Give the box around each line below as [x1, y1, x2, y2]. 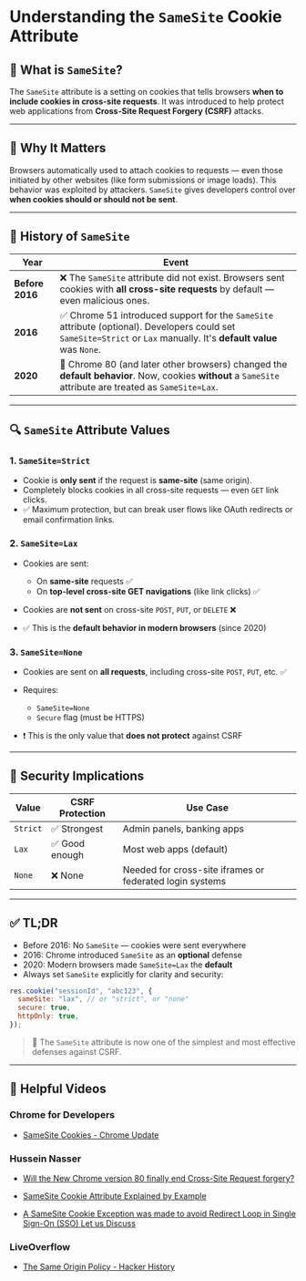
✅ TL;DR [9, 915, 58, 931]
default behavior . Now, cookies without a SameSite [59, 369, 280, 382]
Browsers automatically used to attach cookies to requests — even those [9, 164, 284, 175]
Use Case [186, 801, 229, 813]
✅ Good [51, 837, 85, 850]
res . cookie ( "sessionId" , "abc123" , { [9, 987, 153, 996]
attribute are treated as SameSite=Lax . [59, 380, 219, 393]
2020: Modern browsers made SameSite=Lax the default [22, 959, 233, 970]
